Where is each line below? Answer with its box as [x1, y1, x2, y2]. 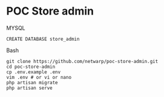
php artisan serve [6, 85, 53, 91]
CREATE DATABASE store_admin [6, 36, 80, 42]
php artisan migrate [6, 79, 59, 85]
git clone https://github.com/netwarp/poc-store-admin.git [6, 58, 159, 64]
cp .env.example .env [6, 69, 61, 75]
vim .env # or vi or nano [6, 74, 71, 80]
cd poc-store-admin [6, 64, 56, 70]
